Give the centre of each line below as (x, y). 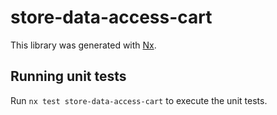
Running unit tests (68, 76)
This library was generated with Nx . (83, 45)
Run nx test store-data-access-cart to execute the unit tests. (139, 100)
